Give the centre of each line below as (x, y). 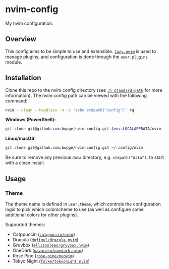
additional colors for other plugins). (42, 214)
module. (14, 62)
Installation (23, 78)
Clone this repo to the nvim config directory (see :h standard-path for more (84, 90)
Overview (21, 39)
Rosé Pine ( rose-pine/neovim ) (43, 255)
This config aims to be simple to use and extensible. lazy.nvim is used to (81, 51)
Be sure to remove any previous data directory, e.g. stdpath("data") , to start (84, 157)
